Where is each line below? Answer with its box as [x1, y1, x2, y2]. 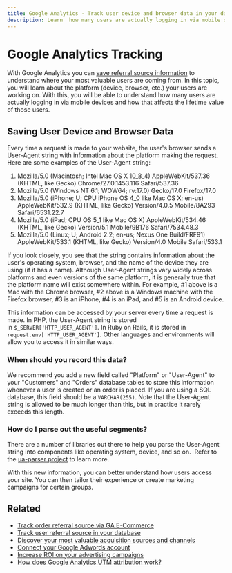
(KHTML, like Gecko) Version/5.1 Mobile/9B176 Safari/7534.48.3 [17, 223, 199, 232]
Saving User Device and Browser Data [7, 125, 174, 137]
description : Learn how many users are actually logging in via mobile [7, 17, 221, 23]
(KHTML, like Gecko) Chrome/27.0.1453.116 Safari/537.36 [17, 179, 179, 188]
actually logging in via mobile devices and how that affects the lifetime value [7, 98, 224, 107]
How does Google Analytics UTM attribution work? [17, 558, 162, 566]
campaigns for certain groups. [7, 483, 93, 491]
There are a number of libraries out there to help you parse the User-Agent [7, 440, 220, 448]
